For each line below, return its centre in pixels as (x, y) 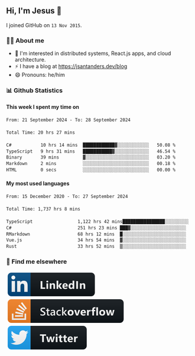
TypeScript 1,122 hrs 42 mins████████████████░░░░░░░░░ (97, 221)
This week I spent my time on (43, 106)
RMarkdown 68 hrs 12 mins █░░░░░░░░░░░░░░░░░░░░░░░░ (96, 234)
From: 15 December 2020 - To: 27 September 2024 (67, 197)
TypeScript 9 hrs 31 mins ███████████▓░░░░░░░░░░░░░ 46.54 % (91, 151)
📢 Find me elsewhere (37, 262)
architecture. (30, 60)
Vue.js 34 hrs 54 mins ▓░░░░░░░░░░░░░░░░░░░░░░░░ (96, 240)
